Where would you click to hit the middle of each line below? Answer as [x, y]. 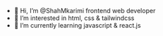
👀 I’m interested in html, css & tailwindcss [74, 18]
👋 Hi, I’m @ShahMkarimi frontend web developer [85, 11]
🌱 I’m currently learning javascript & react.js [77, 25]
